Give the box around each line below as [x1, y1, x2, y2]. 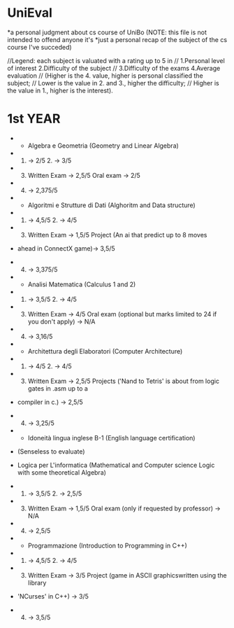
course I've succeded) [7, 43, 72, 51]
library [27, 578, 47, 587]
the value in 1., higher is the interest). [7, 86, 113, 95]
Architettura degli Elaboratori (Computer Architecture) [27, 347, 183, 355]
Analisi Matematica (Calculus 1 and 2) [27, 280, 136, 288]
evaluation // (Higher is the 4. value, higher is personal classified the [7, 71, 204, 80]
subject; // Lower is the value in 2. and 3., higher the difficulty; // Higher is [7, 78, 220, 87]
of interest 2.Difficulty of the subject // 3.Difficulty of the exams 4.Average [7, 64, 221, 72]
